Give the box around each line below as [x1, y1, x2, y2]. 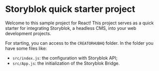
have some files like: [5, 45, 47, 51]
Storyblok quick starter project [5, 3, 136, 15]
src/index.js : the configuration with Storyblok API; [12, 55, 118, 61]
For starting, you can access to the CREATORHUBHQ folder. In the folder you [5, 40, 154, 46]
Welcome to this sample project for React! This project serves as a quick [5, 20, 154, 26]
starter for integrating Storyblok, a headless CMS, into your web [5, 25, 137, 31]
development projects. [5, 30, 51, 36]
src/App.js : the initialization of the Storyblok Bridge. [12, 60, 120, 66]
